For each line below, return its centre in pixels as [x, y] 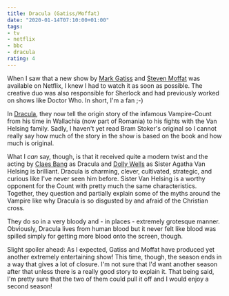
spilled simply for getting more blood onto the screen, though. [95, 236]
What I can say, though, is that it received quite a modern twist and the [108, 156]
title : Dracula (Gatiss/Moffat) [53, 13]
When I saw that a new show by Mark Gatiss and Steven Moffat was [104, 78]
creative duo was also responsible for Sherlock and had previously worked [113, 93]
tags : [15, 26]
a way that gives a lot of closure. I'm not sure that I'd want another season [112, 264]
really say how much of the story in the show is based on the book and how [114, 136]
